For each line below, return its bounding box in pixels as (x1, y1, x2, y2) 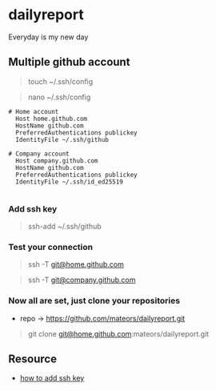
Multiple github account (8, 55, 130, 69)
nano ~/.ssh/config (27, 92, 91, 102)
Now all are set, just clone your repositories (8, 295, 181, 306)
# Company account (8, 150, 70, 158)
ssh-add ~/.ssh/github (27, 222, 102, 232)
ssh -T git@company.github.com (27, 275, 136, 285)
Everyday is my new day (8, 32, 89, 42)
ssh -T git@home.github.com (27, 260, 124, 269)
